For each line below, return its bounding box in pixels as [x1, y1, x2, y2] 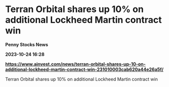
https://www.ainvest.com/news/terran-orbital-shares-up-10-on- [5, 61, 146, 67]
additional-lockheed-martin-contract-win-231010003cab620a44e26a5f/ [5, 66, 163, 72]
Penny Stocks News [5, 41, 49, 47]
